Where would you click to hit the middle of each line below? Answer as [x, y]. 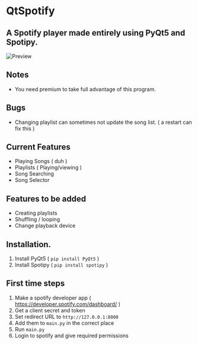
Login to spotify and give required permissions [71, 336]
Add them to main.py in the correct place [64, 323]
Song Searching [34, 174]
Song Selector [32, 180]
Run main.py [30, 329]
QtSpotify [31, 11]
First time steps [36, 284]
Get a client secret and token [50, 310]
